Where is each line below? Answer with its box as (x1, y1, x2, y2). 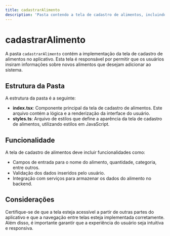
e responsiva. (5, 225, 34, 231)
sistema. (5, 67, 23, 73)
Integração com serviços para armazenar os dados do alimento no (12, 176, 152, 182)
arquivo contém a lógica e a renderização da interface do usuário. (12, 110, 150, 117)
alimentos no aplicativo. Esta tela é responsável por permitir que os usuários (5, 56, 164, 62)
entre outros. (12, 164, 40, 171)
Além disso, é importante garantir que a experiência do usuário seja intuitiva (5, 219, 164, 226)
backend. (12, 181, 32, 187)
